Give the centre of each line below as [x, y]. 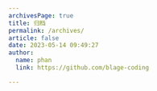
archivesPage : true [41, 16]
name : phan [34, 61]
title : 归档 [27, 23]
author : [21, 53]
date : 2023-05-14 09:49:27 [54, 45]
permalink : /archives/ [46, 30]
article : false [34, 38]
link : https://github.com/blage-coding [83, 68]
